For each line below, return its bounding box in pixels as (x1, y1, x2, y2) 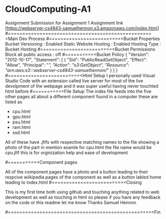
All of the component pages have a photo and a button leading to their (5, 168, 149, 174)
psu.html (12, 119, 31, 125)
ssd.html (12, 129, 30, 135)
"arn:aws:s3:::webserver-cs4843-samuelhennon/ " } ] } (5, 67, 118, 73)
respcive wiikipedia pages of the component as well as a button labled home (5, 174, 162, 180)
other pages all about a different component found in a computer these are (5, 93, 158, 100)
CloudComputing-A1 (5, 3, 91, 15)
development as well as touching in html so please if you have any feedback (5, 194, 161, 200)
